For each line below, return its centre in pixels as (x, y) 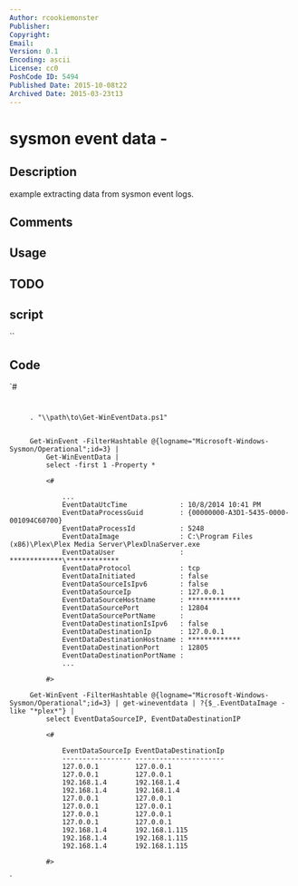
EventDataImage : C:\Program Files (158, 537)
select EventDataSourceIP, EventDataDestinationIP (144, 719)
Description (43, 172)
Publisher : (30, 26)
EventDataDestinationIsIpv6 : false (135, 624)
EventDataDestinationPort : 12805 (135, 648)
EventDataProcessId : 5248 (133, 529)
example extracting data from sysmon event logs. (102, 194)
